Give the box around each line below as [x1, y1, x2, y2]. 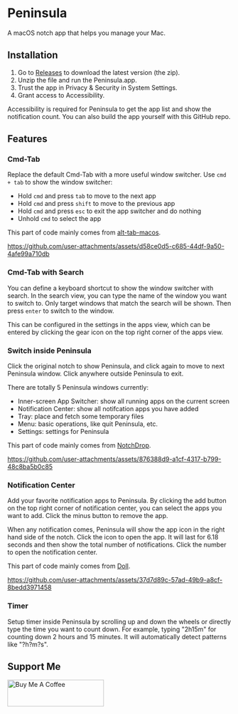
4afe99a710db [7, 249, 50, 258]
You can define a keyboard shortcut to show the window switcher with [7, 284, 214, 292]
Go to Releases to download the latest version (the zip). [17, 68, 180, 76]
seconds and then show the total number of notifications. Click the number [7, 540, 227, 549]
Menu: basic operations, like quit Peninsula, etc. [17, 420, 158, 428]
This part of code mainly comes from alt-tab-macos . [7, 228, 161, 237]
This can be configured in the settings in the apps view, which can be [7, 320, 211, 328]
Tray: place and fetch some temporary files [17, 412, 144, 421]
